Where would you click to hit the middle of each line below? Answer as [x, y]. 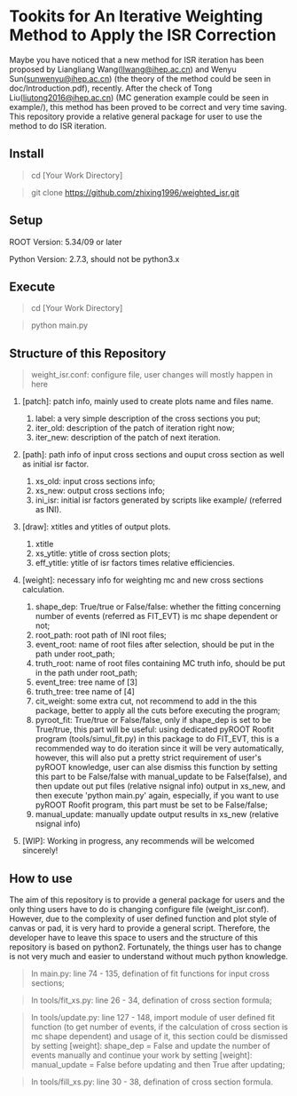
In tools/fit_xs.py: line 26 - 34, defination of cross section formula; [151, 1000]
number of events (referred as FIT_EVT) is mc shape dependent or [156, 616]
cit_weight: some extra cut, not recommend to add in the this [146, 701]
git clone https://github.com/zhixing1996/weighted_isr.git [135, 192]
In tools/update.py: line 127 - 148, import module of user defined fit [153, 1017]
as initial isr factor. [55, 465]
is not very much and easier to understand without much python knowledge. [148, 956]
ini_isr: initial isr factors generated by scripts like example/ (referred [158, 500]
